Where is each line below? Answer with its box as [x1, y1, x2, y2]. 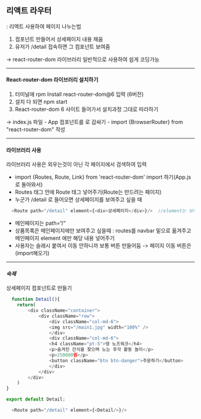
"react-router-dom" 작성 [6, 126, 66, 133]
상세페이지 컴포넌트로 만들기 [6, 284, 72, 292]
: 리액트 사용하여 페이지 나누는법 [6, 23, 82, 30]
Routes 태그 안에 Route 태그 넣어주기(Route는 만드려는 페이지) [14, 188, 162, 196]
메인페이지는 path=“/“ [14, 219, 66, 227]
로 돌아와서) [14, 181, 43, 188]
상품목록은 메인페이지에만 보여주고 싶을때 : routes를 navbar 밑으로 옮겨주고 [14, 227, 191, 234]
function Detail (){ [11, 296, 60, 303]
